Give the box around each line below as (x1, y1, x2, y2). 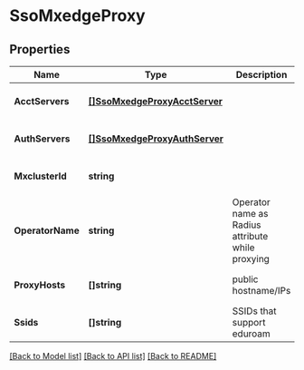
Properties (9, 42, 71, 57)
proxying (232, 253, 270, 265)
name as (232, 208, 269, 219)
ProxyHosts (14, 278, 66, 291)
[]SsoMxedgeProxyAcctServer (88, 95, 223, 107)
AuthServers (14, 132, 71, 145)
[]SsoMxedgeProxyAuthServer (88, 132, 224, 145)
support (232, 316, 266, 328)
